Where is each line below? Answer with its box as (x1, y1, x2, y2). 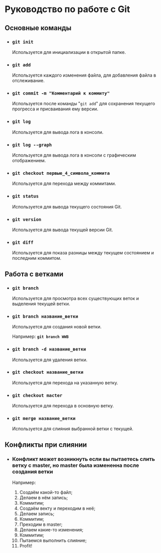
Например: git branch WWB (12, 333, 69, 339)
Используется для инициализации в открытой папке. (12, 49, 126, 55)
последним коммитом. (12, 255, 61, 261)
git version (12, 217, 41, 222)
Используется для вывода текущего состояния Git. (12, 203, 122, 210)
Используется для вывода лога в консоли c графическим (12, 152, 136, 158)
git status (12, 193, 39, 199)
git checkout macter (12, 392, 62, 398)
